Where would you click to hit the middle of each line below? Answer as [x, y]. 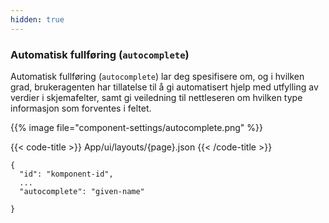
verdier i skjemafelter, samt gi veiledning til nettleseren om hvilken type [156, 97]
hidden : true [37, 19]
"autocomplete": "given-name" [82, 191]
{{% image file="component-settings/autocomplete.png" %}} [136, 127]
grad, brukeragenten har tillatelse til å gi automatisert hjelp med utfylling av [164, 87]
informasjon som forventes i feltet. [81, 108]
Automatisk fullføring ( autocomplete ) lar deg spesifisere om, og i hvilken [157, 76]
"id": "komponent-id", [66, 174]
